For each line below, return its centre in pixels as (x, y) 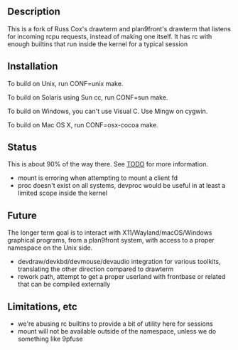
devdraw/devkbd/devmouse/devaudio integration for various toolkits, (119, 262)
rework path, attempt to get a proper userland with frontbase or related (121, 277)
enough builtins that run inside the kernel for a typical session (98, 44)
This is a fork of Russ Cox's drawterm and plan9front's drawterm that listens (119, 28)
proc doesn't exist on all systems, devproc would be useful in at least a (121, 186)
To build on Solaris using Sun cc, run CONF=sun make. (88, 97)
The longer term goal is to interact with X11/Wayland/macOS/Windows (110, 233)
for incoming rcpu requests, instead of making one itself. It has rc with (110, 36)
